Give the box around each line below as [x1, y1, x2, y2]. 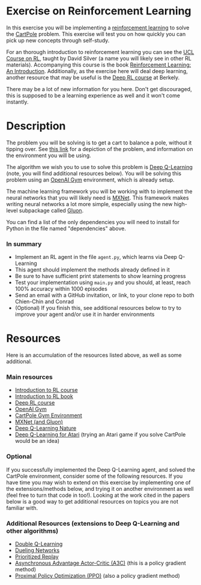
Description [6, 119, 66, 133]
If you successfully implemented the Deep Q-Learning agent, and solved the [6, 466, 196, 473]
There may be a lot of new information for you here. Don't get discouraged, [6, 85, 192, 92]
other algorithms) [6, 526, 59, 535]
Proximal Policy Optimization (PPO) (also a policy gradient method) [14, 572, 180, 579]
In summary [6, 240, 42, 248]
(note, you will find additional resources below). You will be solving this [6, 170, 182, 177]
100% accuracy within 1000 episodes [14, 285, 108, 292]
